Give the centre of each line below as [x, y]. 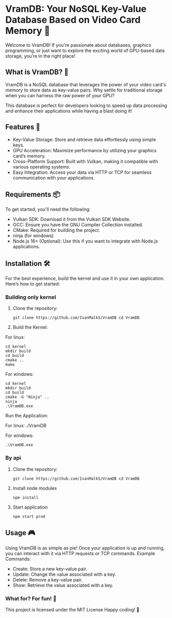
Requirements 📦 [33, 194]
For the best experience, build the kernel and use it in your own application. [85, 279]
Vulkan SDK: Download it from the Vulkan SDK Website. [72, 220]
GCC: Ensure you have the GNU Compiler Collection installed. [78, 225]
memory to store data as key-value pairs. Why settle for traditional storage [84, 90]
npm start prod [29, 516]
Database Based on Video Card [73, 20]
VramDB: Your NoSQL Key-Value [76, 9]
